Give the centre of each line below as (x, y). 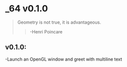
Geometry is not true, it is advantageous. (59, 22)
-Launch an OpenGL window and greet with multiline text (64, 59)
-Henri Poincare (46, 32)
